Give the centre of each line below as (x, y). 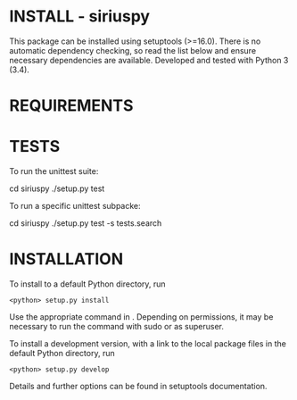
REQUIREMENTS (71, 106)
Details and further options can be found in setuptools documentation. (138, 386)
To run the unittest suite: (54, 171)
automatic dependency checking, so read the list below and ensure (133, 50)
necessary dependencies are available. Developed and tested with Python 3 (149, 60)
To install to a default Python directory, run (88, 284)
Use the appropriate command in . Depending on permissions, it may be (141, 317)
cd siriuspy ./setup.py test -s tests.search (86, 223)
